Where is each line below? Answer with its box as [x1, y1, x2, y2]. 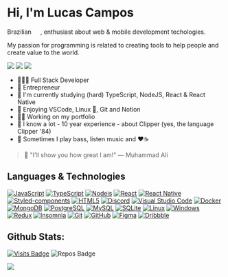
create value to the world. [7, 48, 80, 57]
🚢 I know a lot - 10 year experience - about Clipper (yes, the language [16, 119, 214, 128]
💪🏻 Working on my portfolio [16, 112, 95, 121]
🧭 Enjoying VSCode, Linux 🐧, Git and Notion [16, 105, 141, 113]
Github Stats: [7, 231, 65, 243]
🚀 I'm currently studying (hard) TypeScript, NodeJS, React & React [16, 90, 206, 99]
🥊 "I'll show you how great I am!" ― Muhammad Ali [23, 150, 168, 159]
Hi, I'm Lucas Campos [7, 5, 134, 21]
